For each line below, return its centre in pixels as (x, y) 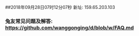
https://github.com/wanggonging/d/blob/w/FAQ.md (69, 28)
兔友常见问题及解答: (29, 21)
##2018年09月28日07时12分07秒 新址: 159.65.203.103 (60, 7)
